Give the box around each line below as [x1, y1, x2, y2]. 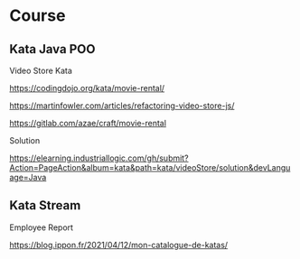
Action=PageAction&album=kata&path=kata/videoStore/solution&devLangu [9, 162, 291, 172]
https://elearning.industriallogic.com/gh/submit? [9, 153, 189, 163]
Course [9, 5, 66, 26]
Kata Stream [9, 198, 81, 213]
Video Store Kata [9, 65, 72, 76]
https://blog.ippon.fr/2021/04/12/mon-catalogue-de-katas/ [9, 239, 229, 250]
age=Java [9, 172, 47, 182]
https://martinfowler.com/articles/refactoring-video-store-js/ [9, 100, 235, 111]
